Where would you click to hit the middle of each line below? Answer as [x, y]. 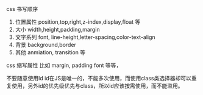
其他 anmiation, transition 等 [50, 52]
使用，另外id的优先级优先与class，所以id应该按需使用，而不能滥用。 [97, 86]
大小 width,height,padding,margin [57, 30]
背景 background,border [45, 45]
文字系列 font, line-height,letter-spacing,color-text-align [85, 37]
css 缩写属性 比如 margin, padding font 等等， [64, 65]
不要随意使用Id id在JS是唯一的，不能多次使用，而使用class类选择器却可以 [99, 78]
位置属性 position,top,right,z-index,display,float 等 [78, 22]
